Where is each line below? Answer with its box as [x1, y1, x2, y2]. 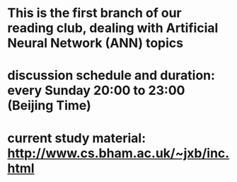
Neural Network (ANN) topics [7, 35, 184, 51]
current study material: [7, 130, 146, 146]
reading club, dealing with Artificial [7, 20, 219, 36]
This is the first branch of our [7, 5, 182, 21]
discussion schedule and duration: [7, 67, 216, 84]
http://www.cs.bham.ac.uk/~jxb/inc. [7, 145, 230, 161]
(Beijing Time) [7, 98, 91, 114]
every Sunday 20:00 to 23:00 [7, 83, 185, 98]
